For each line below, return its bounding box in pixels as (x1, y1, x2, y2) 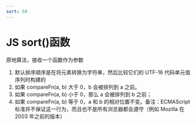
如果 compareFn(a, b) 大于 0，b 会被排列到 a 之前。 (14, 83, 140, 90)
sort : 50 (6, 8, 28, 15)
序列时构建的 (14, 76, 46, 83)
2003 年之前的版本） (14, 113, 66, 120)
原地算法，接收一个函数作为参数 (6, 56, 84, 63)
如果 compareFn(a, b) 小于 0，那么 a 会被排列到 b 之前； (14, 90, 152, 97)
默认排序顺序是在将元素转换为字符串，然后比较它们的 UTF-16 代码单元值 (14, 69, 191, 76)
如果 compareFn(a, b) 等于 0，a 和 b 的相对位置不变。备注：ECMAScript (14, 98, 190, 105)
